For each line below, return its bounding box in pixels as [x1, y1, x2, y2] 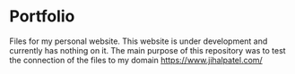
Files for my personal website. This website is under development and [9, 36, 268, 46]
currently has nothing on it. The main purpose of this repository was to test [9, 45, 286, 55]
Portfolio [9, 6, 75, 27]
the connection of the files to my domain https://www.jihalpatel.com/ [9, 54, 263, 65]
